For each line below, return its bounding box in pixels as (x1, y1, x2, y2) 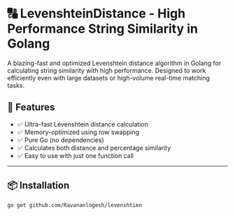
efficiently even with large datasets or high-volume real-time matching (7, 73, 210, 82)
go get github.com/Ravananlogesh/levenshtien (7, 201, 142, 208)
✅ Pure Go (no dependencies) (17, 136, 105, 144)
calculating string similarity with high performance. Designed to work (7, 66, 206, 75)
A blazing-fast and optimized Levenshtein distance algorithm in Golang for (7, 59, 222, 67)
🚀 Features (7, 101, 55, 113)
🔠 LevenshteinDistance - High (7, 6, 186, 22)
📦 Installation (7, 180, 70, 192)
